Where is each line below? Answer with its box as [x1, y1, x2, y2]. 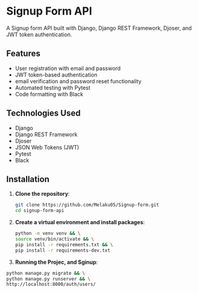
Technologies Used [6, 108, 81, 119]
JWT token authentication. [6, 30, 73, 38]
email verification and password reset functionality [15, 77, 142, 84]
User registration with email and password [15, 64, 121, 72]
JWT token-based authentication [15, 71, 98, 78]
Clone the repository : [15, 190, 70, 198]
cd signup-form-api [15, 208, 65, 214]
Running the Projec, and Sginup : [15, 258, 98, 266]
